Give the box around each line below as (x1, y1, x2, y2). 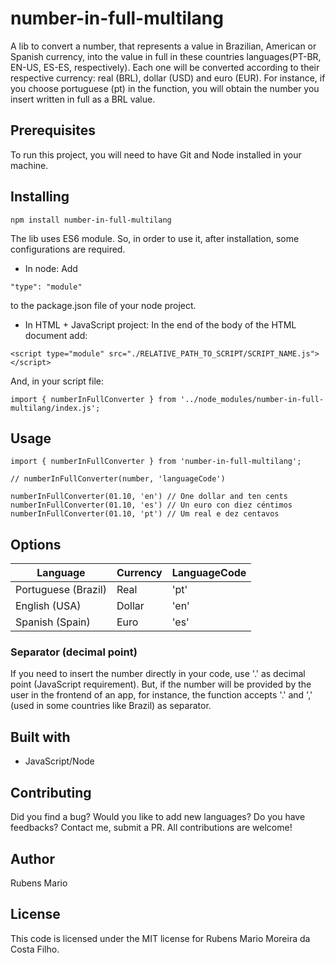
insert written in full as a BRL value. (10, 93, 156, 105)
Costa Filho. (10, 943, 60, 955)
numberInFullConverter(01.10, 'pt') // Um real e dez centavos (10, 509, 280, 519)
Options (10, 536, 62, 553)
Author (10, 850, 55, 867)
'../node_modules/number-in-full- (180, 394, 325, 404)
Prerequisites (10, 122, 96, 139)
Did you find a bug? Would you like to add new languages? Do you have (10, 811, 306, 823)
